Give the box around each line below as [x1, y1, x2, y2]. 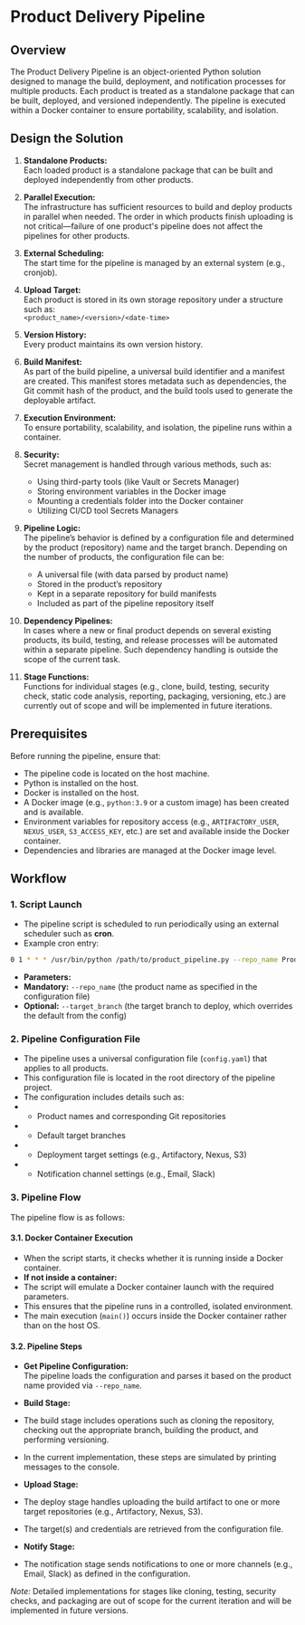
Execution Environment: [23, 412, 117, 423]
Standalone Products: [23, 155, 108, 166]
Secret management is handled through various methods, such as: [23, 459, 272, 470]
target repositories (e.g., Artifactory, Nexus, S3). [23, 1506, 204, 1517]
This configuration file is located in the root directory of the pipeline [23, 1072, 275, 1083]
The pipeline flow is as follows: [10, 1212, 126, 1222]
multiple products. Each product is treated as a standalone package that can [10, 86, 295, 96]
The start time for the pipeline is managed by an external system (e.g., [23, 257, 286, 268]
